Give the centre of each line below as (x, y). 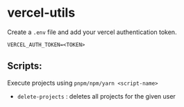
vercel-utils (41, 13)
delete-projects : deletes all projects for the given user (96, 96)
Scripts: (25, 66)
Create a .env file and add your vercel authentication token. (92, 32)
